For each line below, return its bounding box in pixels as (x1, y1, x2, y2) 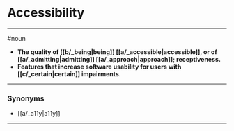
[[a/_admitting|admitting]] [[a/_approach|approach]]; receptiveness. (17, 55, 221, 63)
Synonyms (7, 94, 45, 103)
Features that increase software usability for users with (17, 62, 182, 71)
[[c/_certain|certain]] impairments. (17, 69, 122, 78)
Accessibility (7, 5, 85, 21)
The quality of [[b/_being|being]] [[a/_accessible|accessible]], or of (17, 47, 218, 56)
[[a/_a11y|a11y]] (17, 110, 61, 118)
